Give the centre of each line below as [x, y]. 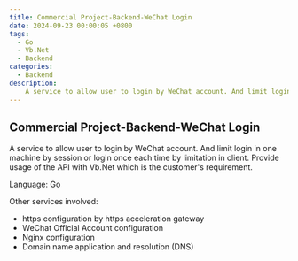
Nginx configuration [59, 238]
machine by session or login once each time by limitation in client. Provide [144, 158]
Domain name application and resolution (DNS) [108, 247]
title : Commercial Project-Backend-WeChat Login [101, 17]
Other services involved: [54, 202]
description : [33, 83]
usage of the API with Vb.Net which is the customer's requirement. [131, 167]
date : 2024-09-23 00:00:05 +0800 [71, 26]
